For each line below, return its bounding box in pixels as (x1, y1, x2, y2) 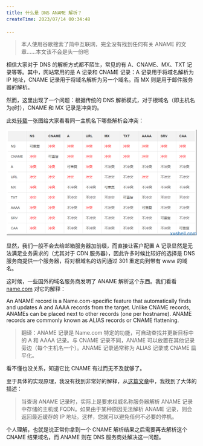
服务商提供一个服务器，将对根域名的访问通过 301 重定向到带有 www (6, 257, 176, 264)
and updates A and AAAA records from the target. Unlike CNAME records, (6, 304, 191, 311)
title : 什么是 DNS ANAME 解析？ (6, 10, 83, 16)
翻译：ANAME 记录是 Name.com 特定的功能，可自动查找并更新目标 (21, 329, 189, 336)
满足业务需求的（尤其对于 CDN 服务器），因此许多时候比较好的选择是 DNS (11, 250, 195, 257)
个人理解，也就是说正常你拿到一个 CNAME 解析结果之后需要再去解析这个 (6, 426, 188, 433)
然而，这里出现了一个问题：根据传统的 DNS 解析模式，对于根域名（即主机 (6, 97, 190, 104)
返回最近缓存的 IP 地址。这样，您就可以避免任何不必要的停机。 (21, 413, 178, 421)
